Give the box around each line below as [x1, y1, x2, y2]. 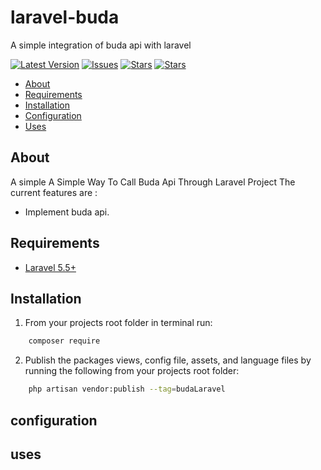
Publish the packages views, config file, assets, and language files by [24, 354, 312, 366]
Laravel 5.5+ [24, 261, 77, 273]
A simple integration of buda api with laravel [10, 39, 192, 51]
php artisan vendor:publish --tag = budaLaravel [28, 384, 226, 395]
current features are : [10, 186, 98, 198]
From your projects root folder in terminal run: [24, 317, 213, 329]
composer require [28, 336, 101, 346]
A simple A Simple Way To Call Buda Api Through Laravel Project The [10, 176, 296, 188]
